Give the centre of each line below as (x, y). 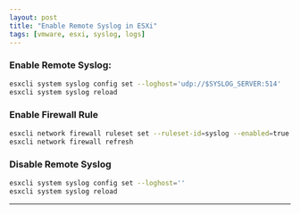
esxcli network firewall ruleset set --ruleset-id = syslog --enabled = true (150, 133)
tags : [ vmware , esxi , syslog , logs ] (77, 34)
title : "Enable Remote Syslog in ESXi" (83, 26)
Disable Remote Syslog (60, 164)
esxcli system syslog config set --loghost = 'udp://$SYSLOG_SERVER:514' (145, 84)
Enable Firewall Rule (54, 115)
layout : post (33, 17)
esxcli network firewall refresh (71, 142)
